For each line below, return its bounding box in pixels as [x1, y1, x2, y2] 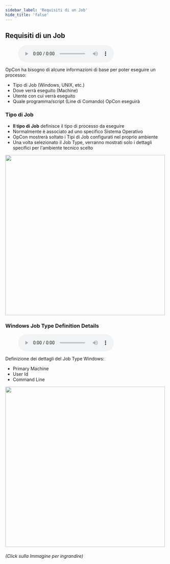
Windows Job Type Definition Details [5, 322, 100, 329]
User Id [12, 371, 29, 377]
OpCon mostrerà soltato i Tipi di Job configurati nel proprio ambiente [12, 134, 158, 140]
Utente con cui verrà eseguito [12, 93, 76, 99]
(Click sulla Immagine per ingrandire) [5, 553, 83, 559]
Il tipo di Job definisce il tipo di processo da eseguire [12, 123, 125, 129]
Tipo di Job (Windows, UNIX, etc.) [12, 82, 85, 88]
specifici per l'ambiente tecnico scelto [12, 145, 93, 151]
